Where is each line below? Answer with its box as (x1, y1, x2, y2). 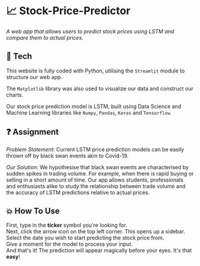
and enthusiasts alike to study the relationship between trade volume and (6, 182, 186, 189)
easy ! (6, 253, 20, 261)
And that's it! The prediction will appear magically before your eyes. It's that (6, 247, 192, 254)
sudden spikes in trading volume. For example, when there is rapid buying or (6, 170, 194, 177)
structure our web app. (6, 73, 62, 80)
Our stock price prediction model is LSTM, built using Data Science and (6, 103, 182, 110)
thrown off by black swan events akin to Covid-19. (6, 152, 129, 159)
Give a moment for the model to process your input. (6, 240, 133, 248)
